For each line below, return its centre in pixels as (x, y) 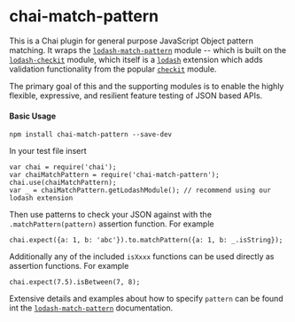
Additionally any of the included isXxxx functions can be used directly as (142, 257)
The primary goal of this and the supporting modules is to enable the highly (147, 86)
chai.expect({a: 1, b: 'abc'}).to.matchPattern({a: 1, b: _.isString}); (146, 241)
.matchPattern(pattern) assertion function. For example (112, 224)
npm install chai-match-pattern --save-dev (91, 134)
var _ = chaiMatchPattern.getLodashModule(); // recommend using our (140, 191)
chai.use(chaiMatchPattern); (63, 183)
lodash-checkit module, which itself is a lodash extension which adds (136, 59)
